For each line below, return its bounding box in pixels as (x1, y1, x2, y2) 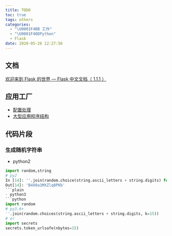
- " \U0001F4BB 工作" (10, 27, 52, 32)
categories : (5, 22, 31, 27)
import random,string (5, 168, 52, 173)
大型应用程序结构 (12, 113, 49, 120)
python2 (12, 159, 31, 165)
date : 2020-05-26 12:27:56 (5, 41, 63, 46)
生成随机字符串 (5, 146, 42, 153)
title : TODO (5, 7, 31, 13)
